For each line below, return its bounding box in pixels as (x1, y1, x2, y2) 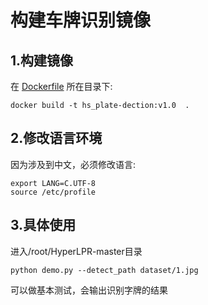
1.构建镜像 (10, 52, 74, 69)
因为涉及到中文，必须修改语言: (10, 158, 137, 170)
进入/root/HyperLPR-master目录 (10, 245, 143, 257)
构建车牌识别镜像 (10, 9, 152, 32)
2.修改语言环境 (10, 130, 103, 147)
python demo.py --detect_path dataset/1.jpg (10, 265, 199, 275)
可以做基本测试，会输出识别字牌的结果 (10, 284, 168, 296)
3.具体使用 (10, 217, 77, 234)
